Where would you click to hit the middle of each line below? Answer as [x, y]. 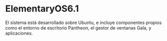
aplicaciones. [19, 33]
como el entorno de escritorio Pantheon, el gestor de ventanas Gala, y [78, 27]
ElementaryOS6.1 [42, 9]
